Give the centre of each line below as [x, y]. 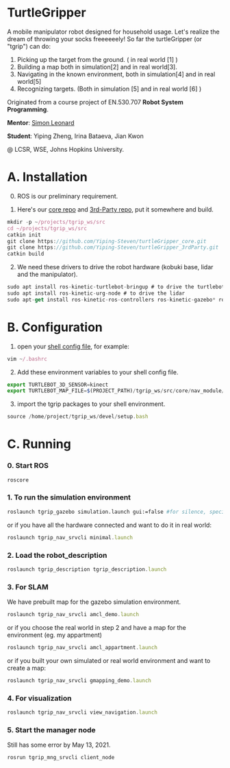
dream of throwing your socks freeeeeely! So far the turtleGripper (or [105, 38]
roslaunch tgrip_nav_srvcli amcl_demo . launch [73, 615]
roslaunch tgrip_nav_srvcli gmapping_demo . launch [79, 680]
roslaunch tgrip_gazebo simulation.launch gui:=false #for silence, [107, 512]
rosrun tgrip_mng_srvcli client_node [61, 758]
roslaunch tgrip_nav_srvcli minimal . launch [70, 537]
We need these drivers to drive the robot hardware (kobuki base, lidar [115, 267]
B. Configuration [55, 327]
